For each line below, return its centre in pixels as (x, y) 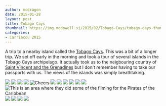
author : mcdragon (23, 10)
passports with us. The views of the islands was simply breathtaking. (75, 72)
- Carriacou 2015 (23, 38)
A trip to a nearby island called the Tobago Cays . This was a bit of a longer (81, 51)
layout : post (19, 19)
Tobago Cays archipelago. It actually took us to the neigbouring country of (81, 62)
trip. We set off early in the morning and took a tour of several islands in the (82, 56)
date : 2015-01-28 (23, 14)
